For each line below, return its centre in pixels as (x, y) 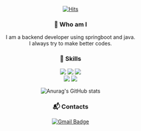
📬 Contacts (70, 106)
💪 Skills (70, 59)
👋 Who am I (70, 24)
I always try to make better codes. (70, 44)
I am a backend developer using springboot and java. (70, 37)
